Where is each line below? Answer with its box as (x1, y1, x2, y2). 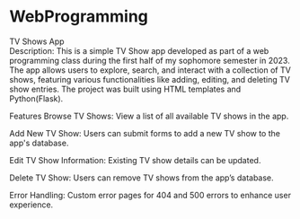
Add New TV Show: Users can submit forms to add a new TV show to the (9, 127, 281, 138)
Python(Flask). (9, 92, 64, 104)
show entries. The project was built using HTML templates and (9, 83, 242, 94)
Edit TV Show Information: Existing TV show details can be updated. (9, 154, 261, 165)
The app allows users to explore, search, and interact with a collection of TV (9, 65, 292, 75)
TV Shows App (9, 36, 65, 47)
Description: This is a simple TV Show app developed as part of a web (9, 45, 269, 56)
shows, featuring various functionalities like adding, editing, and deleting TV (9, 74, 290, 84)
